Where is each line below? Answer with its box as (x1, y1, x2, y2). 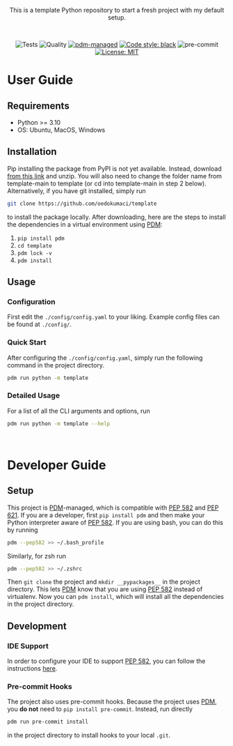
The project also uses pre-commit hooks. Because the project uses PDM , (7, 697, 217, 706)
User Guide (7, 73, 74, 88)
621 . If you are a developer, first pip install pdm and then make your (7, 510, 205, 519)
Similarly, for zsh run (7, 551, 66, 560)
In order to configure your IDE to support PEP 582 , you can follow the (7, 657, 206, 665)
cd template (17, 242, 52, 250)
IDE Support (7, 641, 49, 650)
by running (7, 526, 38, 534)
